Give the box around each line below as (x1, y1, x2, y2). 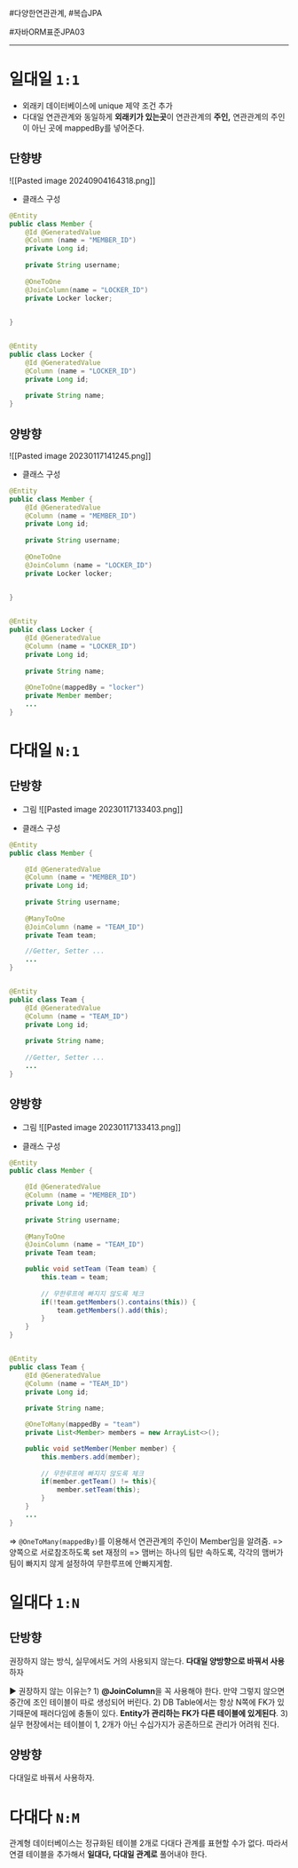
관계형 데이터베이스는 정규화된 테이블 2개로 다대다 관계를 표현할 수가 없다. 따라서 (9, 1838, 288, 1848)
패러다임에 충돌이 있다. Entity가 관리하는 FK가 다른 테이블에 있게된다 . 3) (39, 1707, 288, 1718)
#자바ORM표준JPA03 (9, 27, 85, 37)
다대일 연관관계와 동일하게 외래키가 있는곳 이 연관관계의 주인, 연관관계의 (21, 111, 269, 122)
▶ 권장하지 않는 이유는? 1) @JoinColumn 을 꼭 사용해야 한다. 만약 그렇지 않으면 (9, 1685, 286, 1696)
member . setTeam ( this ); (56, 1485, 141, 1494)
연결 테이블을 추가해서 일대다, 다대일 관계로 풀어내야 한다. (9, 1849, 208, 1860)
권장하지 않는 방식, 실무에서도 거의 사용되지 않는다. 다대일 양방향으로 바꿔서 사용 (9, 1655, 286, 1666)
